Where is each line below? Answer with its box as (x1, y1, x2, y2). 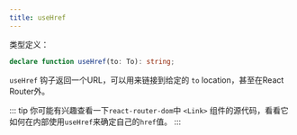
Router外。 (9, 85, 50, 96)
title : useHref (9, 13, 67, 22)
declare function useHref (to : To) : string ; (9, 57, 175, 66)
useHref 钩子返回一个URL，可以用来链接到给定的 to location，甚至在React (9, 74, 284, 85)
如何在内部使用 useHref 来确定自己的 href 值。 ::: (9, 116, 182, 127)
